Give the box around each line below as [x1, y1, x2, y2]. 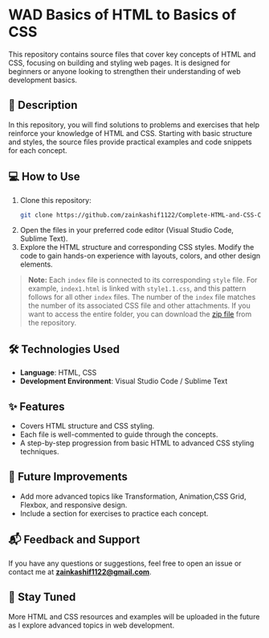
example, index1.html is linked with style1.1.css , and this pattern [27, 284, 247, 293]
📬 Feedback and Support [8, 533, 141, 547]
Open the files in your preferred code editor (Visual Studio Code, [19, 226, 234, 235]
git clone [19, 211, 54, 219]
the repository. [27, 318, 77, 328]
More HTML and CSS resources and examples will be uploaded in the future [8, 611, 260, 621]
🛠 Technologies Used [8, 342, 120, 356]
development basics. [8, 75, 78, 85]
